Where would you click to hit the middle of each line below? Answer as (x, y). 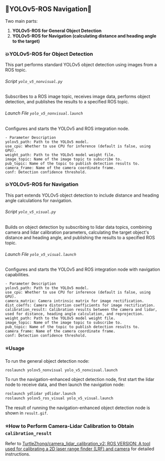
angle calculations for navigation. (39, 200)
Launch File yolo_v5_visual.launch (41, 254)
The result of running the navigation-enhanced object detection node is (78, 408)
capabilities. (17, 275)
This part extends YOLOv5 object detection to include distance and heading (82, 195)
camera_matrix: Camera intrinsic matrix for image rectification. (75, 301)
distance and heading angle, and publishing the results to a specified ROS (80, 238)
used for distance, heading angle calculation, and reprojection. (75, 314)
